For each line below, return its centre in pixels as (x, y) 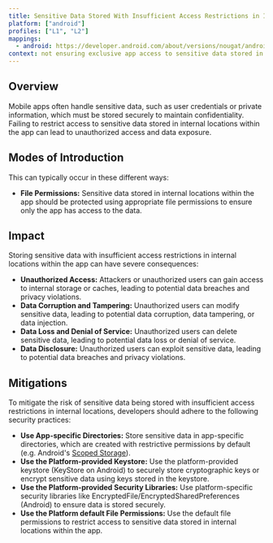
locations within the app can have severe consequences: (104, 264)
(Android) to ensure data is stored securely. (93, 505)
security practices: (40, 420)
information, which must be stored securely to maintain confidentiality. (126, 115)
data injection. (44, 323)
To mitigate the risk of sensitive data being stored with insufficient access (132, 402)
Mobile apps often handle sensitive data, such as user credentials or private (135, 106)
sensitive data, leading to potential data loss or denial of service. (128, 340)
